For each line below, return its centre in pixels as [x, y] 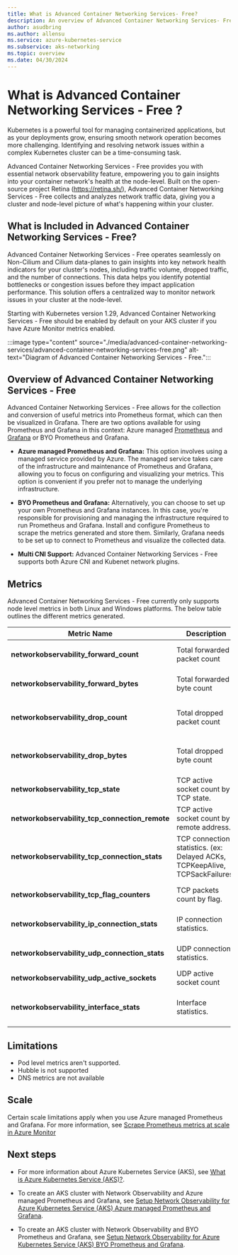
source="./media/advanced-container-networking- [153, 342]
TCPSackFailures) [206, 874]
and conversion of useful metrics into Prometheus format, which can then [115, 415]
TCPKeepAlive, [201, 866]
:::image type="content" [42, 342]
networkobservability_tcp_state [66, 789]
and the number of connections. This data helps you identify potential [109, 277]
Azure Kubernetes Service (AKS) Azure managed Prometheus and [114, 1208]
